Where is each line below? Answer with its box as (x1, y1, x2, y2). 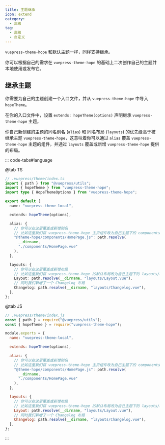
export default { (5, 199, 41, 204)
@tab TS (5, 166, 23, 173)
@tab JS (5, 303, 23, 309)
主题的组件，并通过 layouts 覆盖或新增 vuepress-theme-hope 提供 (28, 141, 160, 147)
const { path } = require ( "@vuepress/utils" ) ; (5, 317, 102, 322)
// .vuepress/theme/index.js (5, 313, 65, 318)
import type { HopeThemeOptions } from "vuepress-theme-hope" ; (5, 190, 137, 195)
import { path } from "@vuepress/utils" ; (5, 181, 91, 185)
